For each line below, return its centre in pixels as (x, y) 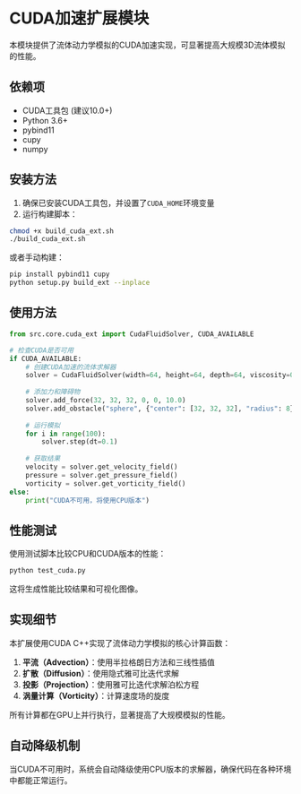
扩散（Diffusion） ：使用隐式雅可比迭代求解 (100, 673)
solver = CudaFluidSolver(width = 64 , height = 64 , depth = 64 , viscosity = (158, 375)
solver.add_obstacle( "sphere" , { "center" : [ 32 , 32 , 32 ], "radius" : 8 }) (162, 409)
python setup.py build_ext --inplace (80, 283)
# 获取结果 (43, 459)
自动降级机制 (45, 746)
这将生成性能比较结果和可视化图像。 (76, 589)
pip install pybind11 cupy (60, 274)
